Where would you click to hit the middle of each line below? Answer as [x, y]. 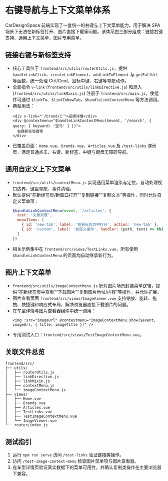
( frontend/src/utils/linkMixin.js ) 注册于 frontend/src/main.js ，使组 [85, 93]
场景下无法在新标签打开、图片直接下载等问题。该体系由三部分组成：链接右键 [84, 31]
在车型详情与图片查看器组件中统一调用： [54, 311]
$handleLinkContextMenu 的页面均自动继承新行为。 [64, 255]
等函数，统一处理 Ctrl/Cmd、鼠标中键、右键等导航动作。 [70, 80]
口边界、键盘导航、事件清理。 [43, 188]
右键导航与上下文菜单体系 [58, 10]
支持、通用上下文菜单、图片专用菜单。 [44, 38]
